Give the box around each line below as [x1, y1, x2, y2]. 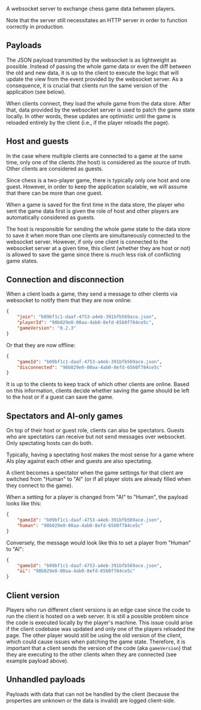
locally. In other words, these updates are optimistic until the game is [6, 112, 176, 119]
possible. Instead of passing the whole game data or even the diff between [6, 62, 191, 70]
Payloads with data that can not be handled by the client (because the [6, 690, 179, 697]
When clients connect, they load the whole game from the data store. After [6, 100, 191, 107]
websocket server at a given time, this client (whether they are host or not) [6, 244, 191, 251]
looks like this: [6, 500, 42, 507]
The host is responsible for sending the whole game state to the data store [6, 225, 191, 233]
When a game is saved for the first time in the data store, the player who [6, 201, 185, 208]
